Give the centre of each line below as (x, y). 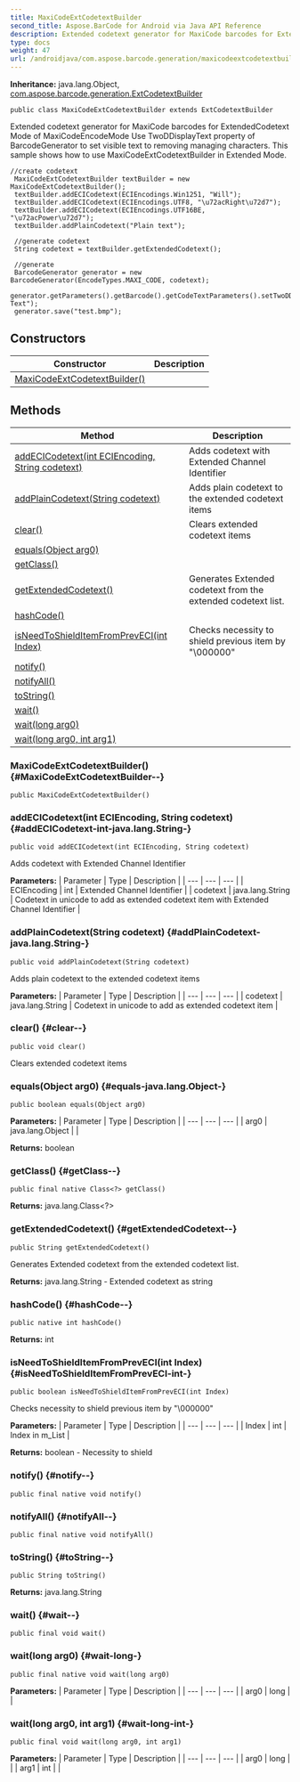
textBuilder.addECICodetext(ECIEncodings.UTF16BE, (109, 210)
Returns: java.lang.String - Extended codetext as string (111, 1281)
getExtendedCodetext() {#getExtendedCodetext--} (124, 1229)
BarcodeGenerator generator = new (78, 273)
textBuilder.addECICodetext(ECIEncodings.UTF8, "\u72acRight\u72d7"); (147, 202)
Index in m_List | (40, 1436)
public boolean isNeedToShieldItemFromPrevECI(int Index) (120, 1392)
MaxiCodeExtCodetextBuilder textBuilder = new (102, 179)
